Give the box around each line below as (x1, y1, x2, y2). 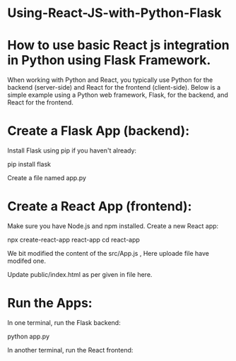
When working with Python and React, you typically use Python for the (7, 76, 213, 84)
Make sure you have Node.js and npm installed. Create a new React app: (7, 222, 219, 230)
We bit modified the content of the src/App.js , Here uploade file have (7, 249, 210, 257)
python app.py (7, 332, 50, 341)
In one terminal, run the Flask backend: (7, 318, 122, 326)
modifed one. (7, 256, 46, 265)
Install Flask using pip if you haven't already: (7, 146, 136, 155)
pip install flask (7, 160, 52, 169)
